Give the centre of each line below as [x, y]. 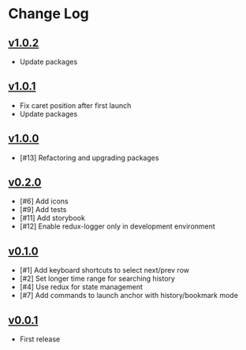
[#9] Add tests [43, 210]
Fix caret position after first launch [75, 105]
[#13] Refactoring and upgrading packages [89, 158]
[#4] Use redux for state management [81, 287]
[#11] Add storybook [52, 218]
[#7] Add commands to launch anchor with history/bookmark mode [129, 296]
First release [40, 339]
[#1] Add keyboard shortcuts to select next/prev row [104, 270]
